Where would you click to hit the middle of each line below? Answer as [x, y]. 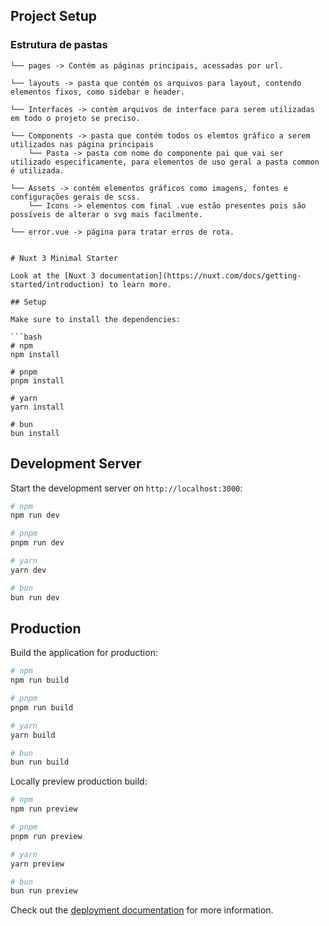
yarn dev [28, 570]
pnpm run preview [46, 836]
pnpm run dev [37, 543]
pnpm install [37, 380]
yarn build [33, 735]
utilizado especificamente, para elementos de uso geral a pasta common [165, 162]
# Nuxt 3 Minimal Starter [64, 258]
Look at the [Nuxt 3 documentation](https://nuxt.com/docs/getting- [156, 275]
